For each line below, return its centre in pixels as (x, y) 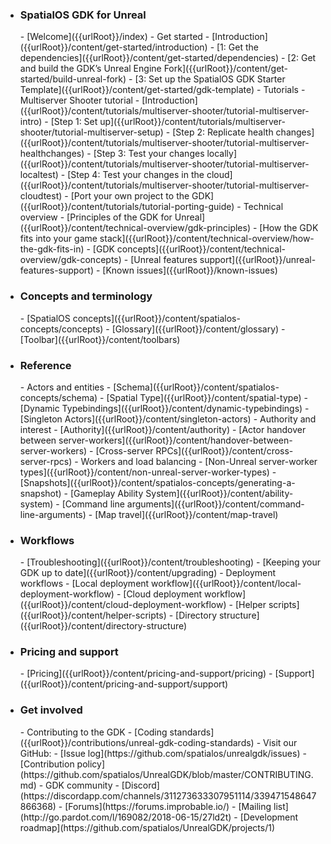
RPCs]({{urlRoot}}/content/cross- (224, 450)
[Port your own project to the (130, 196)
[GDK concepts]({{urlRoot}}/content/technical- (189, 249)
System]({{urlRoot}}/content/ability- (219, 493)
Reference (45, 365)
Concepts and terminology (86, 296)
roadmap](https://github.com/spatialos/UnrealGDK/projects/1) (147, 827)
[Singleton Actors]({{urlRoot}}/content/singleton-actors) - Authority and (168, 419)
